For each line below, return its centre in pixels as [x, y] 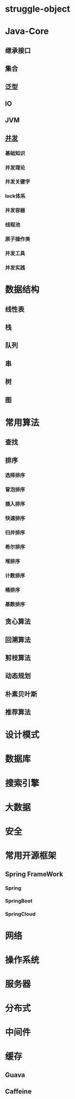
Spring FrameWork [34, 874]
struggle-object [38, 9]
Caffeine [18, 1091]
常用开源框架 [31, 856]
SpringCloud [20, 914]
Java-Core [27, 31]
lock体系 [15, 196]
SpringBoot [19, 901]
